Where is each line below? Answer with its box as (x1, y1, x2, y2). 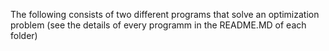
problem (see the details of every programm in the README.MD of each (10, 19, 307, 31)
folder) (10, 30, 38, 41)
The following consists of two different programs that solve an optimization (10, 9, 320, 20)
